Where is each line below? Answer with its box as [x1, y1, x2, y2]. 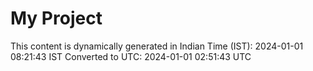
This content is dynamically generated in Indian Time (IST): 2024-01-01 [10, 40, 304, 52]
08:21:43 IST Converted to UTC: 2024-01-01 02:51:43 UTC [10, 50, 252, 62]
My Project [10, 7, 103, 30]
